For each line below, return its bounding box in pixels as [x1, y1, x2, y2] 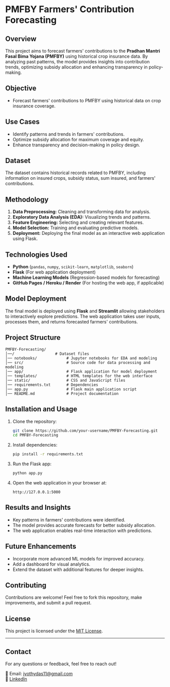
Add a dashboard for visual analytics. [12, 561, 91, 567]
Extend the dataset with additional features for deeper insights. [12, 566, 144, 573]
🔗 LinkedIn [5, 676, 27, 682]
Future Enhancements [5, 542, 77, 551]
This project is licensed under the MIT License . [5, 628, 103, 634]
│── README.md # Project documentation [5, 391, 119, 396]
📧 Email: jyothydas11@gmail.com [5, 671, 73, 677]
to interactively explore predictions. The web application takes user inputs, [5, 313, 161, 319]
